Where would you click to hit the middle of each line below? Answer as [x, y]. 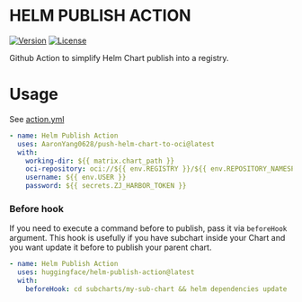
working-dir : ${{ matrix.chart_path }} [100, 161]
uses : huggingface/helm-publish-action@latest [106, 272]
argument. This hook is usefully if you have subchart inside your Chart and [147, 238]
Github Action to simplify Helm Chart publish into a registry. [119, 58]
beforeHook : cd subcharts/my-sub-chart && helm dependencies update [156, 289]
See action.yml [37, 119]
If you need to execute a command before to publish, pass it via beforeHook [148, 228]
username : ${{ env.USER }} [76, 178]
